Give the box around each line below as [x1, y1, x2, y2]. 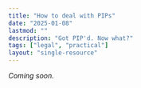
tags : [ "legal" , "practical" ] [8, 42, 109, 50]
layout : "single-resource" [8, 49, 98, 57]
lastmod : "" [8, 26, 48, 34]
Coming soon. [8, 71, 54, 80]
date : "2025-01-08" [8, 19, 73, 27]
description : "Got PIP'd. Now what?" [8, 34, 134, 42]
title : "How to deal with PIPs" [8, 11, 116, 20]
